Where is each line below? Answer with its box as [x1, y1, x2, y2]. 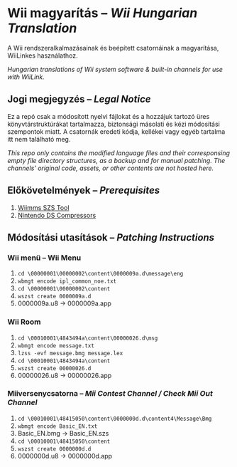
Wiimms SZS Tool [17, 203, 70, 211]
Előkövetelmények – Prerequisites [7, 184, 160, 196]
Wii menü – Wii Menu [7, 253, 82, 263]
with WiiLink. [7, 73, 45, 81]
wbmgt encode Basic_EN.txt [17, 422, 98, 430]
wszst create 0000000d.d [17, 445, 92, 453]
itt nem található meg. [7, 135, 71, 143]
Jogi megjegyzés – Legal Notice [7, 93, 151, 105]
